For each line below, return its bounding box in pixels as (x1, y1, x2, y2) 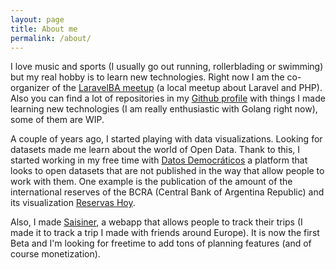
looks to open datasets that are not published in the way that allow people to (10, 165, 325, 177)
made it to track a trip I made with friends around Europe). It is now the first (10, 227, 320, 239)
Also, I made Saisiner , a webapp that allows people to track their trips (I (10, 216, 303, 228)
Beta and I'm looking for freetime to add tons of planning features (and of (10, 237, 312, 250)
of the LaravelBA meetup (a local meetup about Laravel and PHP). (51, 82, 323, 94)
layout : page (10, 14, 65, 25)
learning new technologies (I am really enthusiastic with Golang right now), (10, 103, 318, 115)
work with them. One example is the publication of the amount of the (10, 176, 293, 188)
